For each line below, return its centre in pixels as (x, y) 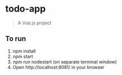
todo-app (25, 9)
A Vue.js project (35, 23)
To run (16, 39)
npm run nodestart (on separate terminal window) (65, 62)
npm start (23, 56)
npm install (24, 51)
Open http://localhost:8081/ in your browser (58, 67)
